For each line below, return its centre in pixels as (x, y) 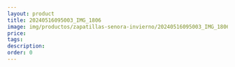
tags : (15, 40)
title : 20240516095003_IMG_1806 (54, 20)
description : (26, 46)
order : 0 (20, 53)
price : (17, 33)
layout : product (31, 14)
